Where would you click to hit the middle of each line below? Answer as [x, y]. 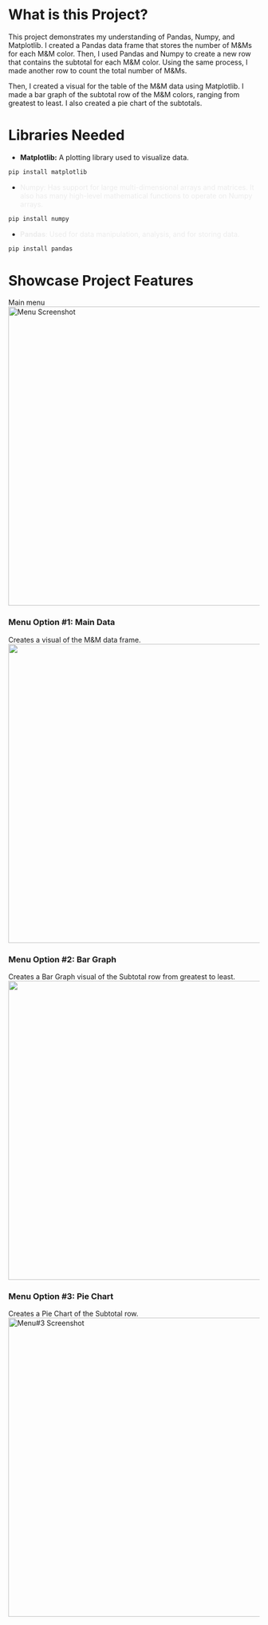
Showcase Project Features [101, 280]
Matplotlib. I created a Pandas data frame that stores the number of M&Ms [130, 45]
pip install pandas [41, 249]
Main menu [27, 303]
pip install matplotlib [48, 172]
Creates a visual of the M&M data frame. [75, 639]
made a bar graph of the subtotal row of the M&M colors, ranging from [124, 94]
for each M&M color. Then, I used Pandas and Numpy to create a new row [130, 53]
